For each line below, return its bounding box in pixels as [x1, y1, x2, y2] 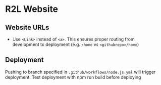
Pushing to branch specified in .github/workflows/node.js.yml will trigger [5, 69, 156, 75]
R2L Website [5, 3, 58, 15]
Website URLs [5, 23, 50, 32]
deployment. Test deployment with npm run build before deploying [5, 74, 141, 80]
